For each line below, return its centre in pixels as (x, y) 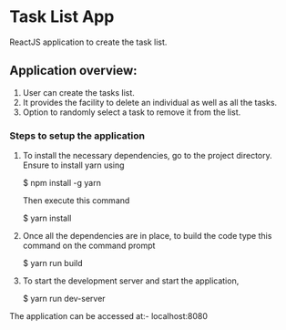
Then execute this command (76, 201)
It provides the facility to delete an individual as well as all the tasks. (150, 102)
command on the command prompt (89, 246)
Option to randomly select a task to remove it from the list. (132, 112)
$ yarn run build (53, 263)
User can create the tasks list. (78, 92)
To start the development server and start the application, (131, 281)
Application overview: (74, 71)
